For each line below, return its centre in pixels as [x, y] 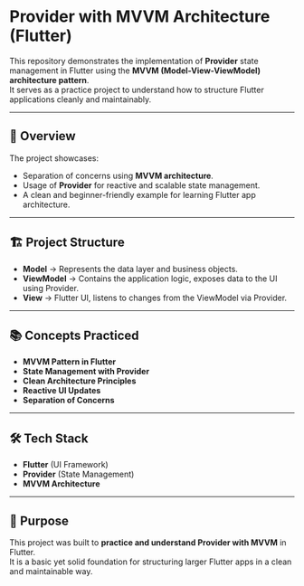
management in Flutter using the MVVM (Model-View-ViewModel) [135, 71]
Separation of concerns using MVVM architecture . [118, 175]
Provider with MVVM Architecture [140, 17]
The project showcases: [54, 158]
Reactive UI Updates [62, 391]
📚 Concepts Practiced [74, 335]
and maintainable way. [51, 571]
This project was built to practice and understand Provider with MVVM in [148, 543]
